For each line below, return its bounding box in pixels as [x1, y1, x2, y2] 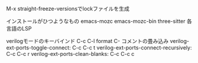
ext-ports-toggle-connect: [6, 44, 71, 51]
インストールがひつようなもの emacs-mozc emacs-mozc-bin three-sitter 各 [6, 18, 193, 25]
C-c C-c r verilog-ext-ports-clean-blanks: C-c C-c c [6, 51, 135, 57]
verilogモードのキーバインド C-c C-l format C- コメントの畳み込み [6, 38, 169, 44]
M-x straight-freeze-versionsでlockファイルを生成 [6, 5, 130, 12]
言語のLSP [6, 25, 32, 32]
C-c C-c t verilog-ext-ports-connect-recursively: [72, 44, 192, 51]
